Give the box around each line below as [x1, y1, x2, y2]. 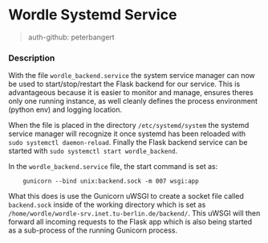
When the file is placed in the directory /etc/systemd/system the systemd [8, 121, 250, 130]
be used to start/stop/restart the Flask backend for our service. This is [8, 79, 241, 89]
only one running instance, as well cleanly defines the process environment [8, 97, 258, 106]
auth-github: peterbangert [27, 32, 115, 42]
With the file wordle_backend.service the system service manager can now [8, 71, 255, 80]
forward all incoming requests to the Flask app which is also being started [8, 217, 253, 227]
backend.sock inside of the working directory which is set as [8, 200, 206, 210]
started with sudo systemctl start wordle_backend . [8, 146, 178, 156]
